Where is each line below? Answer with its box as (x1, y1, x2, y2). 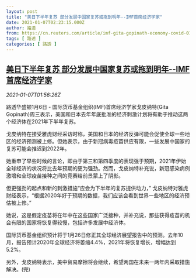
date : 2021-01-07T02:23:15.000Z (6, 19, 85, 25)
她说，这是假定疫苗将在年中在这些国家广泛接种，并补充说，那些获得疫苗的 (6, 211, 185, 218)
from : (6, 30, 19, 36)
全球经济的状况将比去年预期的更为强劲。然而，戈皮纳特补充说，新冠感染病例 (6, 164, 190, 171)
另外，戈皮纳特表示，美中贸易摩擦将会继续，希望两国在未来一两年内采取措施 (6, 258, 190, 265)
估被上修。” (6, 199, 32, 206)
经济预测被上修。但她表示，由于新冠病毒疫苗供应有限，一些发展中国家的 (16, 138, 190, 145)
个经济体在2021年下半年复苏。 (6, 118, 79, 125)
